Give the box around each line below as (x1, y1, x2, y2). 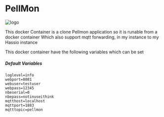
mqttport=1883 (5, 103, 35, 108)
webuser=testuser (5, 81, 41, 86)
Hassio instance (5, 39, 38, 45)
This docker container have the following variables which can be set (5, 49, 144, 55)
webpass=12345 (5, 85, 35, 90)
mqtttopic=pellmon (5, 107, 43, 112)
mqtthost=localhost (5, 98, 45, 104)
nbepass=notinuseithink (5, 94, 54, 99)
